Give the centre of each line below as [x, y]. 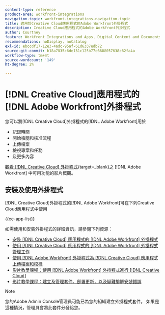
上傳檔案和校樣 [27, 264]
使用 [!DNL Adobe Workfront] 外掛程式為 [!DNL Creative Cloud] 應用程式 [85, 258]
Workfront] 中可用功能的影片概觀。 [41, 173]
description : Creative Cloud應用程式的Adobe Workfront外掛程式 [68, 28]
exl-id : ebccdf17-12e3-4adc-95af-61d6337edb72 [54, 46]
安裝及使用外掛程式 [34, 190]
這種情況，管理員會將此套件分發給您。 [44, 307]
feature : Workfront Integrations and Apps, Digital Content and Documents [83, 37]
